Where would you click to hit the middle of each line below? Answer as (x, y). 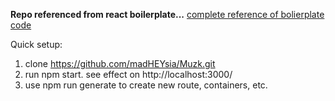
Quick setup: (36, 44)
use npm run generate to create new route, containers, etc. (146, 85)
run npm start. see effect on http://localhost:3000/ (128, 74)
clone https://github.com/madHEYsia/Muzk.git (120, 63)
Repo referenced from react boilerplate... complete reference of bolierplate (167, 14)
